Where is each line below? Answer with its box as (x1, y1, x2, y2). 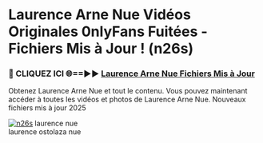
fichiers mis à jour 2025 (8, 103, 86, 113)
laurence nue (34, 118, 78, 129)
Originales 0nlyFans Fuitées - (8, 22, 208, 41)
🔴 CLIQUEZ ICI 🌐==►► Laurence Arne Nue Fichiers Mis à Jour (8, 68, 256, 79)
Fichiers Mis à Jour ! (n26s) (8, 40, 194, 58)
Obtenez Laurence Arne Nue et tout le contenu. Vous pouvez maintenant (8, 86, 248, 96)
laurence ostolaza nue (8, 127, 82, 137)
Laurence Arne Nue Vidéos (8, 6, 192, 24)
